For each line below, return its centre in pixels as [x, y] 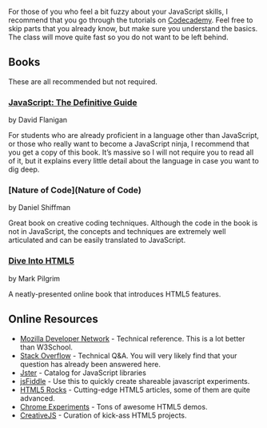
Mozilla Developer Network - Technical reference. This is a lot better [132, 338]
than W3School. [46, 347]
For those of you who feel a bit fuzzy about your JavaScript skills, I [118, 12]
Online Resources [53, 319]
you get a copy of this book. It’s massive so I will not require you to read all [131, 152]
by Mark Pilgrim [34, 278]
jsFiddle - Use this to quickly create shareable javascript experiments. [135, 381]
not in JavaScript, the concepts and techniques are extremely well [117, 232]
